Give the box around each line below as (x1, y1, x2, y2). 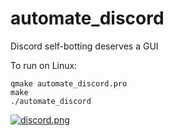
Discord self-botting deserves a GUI (10, 40, 159, 52)
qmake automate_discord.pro (10, 78, 128, 89)
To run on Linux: (10, 59, 78, 71)
